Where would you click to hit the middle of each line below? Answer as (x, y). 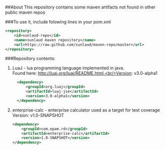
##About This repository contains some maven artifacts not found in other (81, 7)
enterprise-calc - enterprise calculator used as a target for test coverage (86, 110)
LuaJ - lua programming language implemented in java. (68, 68)
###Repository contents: (30, 59)
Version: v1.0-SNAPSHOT (38, 115)
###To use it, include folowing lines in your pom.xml (58, 22)
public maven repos (25, 12)
